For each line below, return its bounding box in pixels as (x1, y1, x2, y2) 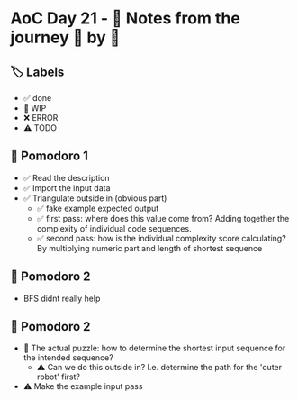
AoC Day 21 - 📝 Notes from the (10, 8, 241, 29)
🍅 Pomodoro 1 (10, 149, 89, 164)
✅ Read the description (23, 172, 111, 183)
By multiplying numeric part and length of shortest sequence (36, 242, 263, 253)
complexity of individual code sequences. (36, 223, 192, 233)
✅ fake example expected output (36, 203, 159, 214)
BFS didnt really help (23, 293, 101, 304)
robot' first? (36, 371, 80, 382)
